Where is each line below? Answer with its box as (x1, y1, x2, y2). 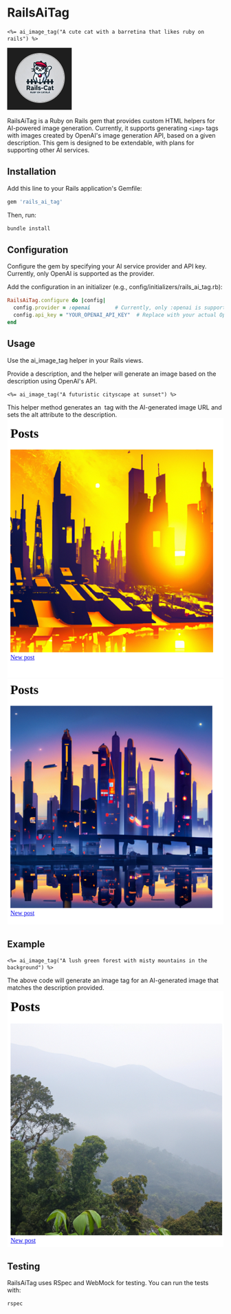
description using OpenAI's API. (7, 377, 98, 385)
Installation (7, 166, 56, 178)
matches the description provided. (7, 983, 104, 992)
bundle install (7, 225, 51, 232)
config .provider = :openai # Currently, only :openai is (13, 304, 201, 311)
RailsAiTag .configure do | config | (7, 297, 107, 304)
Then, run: (7, 211, 36, 219)
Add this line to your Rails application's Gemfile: (7, 184, 142, 192)
